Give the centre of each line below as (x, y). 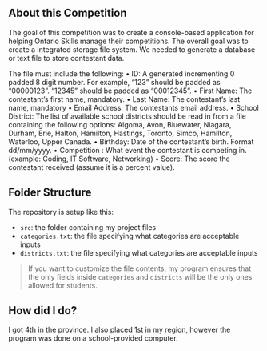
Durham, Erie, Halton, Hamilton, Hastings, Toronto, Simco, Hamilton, (120, 133)
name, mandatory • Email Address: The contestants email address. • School (134, 107)
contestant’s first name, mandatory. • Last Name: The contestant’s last (124, 99)
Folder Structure (50, 193)
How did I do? (43, 311)
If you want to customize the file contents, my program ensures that (139, 268)
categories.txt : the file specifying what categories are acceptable (130, 236)
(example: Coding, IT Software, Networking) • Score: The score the (119, 159)
